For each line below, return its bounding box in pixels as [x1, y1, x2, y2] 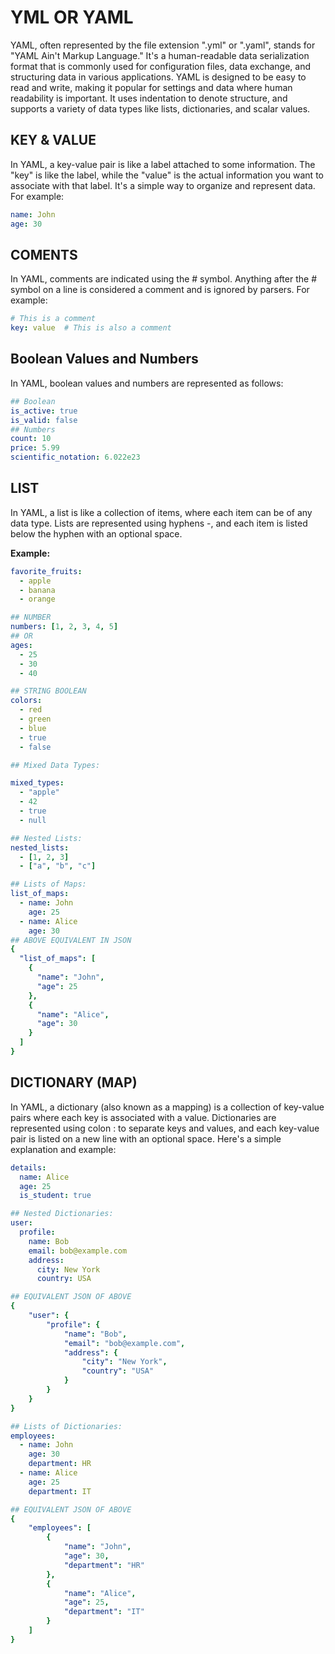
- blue [19, 723, 47, 733]
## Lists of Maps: [10, 879, 87, 890]
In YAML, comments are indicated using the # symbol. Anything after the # [10, 273, 317, 285]
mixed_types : [10, 778, 65, 788]
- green [19, 714, 52, 725]
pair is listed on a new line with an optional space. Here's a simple [10, 1132, 282, 1145]
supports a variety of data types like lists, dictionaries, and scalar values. [10, 102, 311, 115]
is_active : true [10, 406, 78, 416]
